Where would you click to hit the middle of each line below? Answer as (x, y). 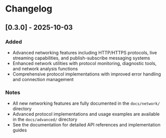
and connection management (43, 79)
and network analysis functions (45, 68)
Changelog (29, 9)
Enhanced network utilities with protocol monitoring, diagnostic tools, (85, 63)
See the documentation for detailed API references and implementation (86, 125)
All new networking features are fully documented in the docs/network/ (86, 103)
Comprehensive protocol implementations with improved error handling (87, 74)
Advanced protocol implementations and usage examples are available (86, 114)
